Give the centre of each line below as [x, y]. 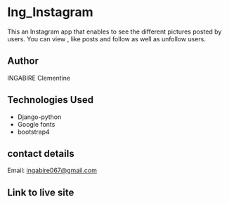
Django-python [39, 117]
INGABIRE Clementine [39, 78]
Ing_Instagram [50, 12]
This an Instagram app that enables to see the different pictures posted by [115, 31]
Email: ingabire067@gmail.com [52, 170]
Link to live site [41, 192]
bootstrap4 [34, 132]
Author [23, 61]
